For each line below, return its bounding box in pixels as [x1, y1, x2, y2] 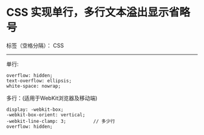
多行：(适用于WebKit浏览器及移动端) [6, 94, 98, 102]
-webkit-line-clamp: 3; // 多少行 [6, 118, 115, 124]
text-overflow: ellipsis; [6, 77, 72, 84]
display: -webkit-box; [6, 107, 64, 113]
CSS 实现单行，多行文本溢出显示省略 [6, 5, 191, 19]
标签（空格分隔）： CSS [6, 42, 64, 49]
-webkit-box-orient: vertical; [6, 111, 86, 118]
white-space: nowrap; [6, 83, 61, 89]
